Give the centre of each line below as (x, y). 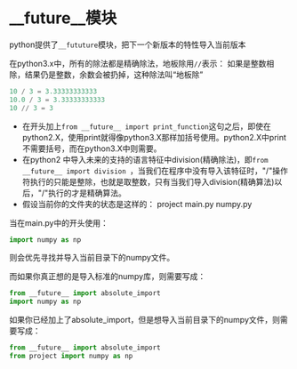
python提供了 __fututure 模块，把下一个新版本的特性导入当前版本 (128, 44)
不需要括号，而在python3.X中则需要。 (92, 148)
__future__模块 (63, 18)
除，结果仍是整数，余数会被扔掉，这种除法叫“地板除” (106, 74)
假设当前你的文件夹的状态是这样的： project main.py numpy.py (137, 204)
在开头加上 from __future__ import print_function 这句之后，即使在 (146, 126)
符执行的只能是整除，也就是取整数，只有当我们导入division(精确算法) (148, 181)
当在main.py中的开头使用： (59, 222)
